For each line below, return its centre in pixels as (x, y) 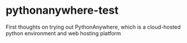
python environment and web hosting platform (64, 33)
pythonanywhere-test (62, 10)
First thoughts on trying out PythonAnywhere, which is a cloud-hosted (93, 27)
